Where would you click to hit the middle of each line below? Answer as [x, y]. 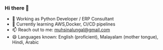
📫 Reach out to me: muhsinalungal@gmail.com [61, 30]
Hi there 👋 [17, 8]
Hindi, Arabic [25, 42]
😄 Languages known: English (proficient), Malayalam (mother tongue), [85, 37]
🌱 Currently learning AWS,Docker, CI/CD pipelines [64, 24]
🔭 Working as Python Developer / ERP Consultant [63, 19]
